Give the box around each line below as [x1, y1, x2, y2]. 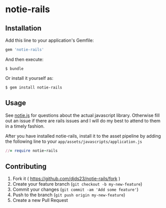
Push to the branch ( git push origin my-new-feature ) [12, 192, 125, 198]
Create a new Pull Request [12, 197, 69, 203]
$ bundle [5, 66, 24, 71]
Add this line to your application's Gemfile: [5, 37, 94, 43]
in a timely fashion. [5, 123, 45, 129]
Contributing [5, 162, 47, 171]
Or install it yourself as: [5, 75, 53, 81]
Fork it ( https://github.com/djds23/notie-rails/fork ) [12, 175, 121, 182]
